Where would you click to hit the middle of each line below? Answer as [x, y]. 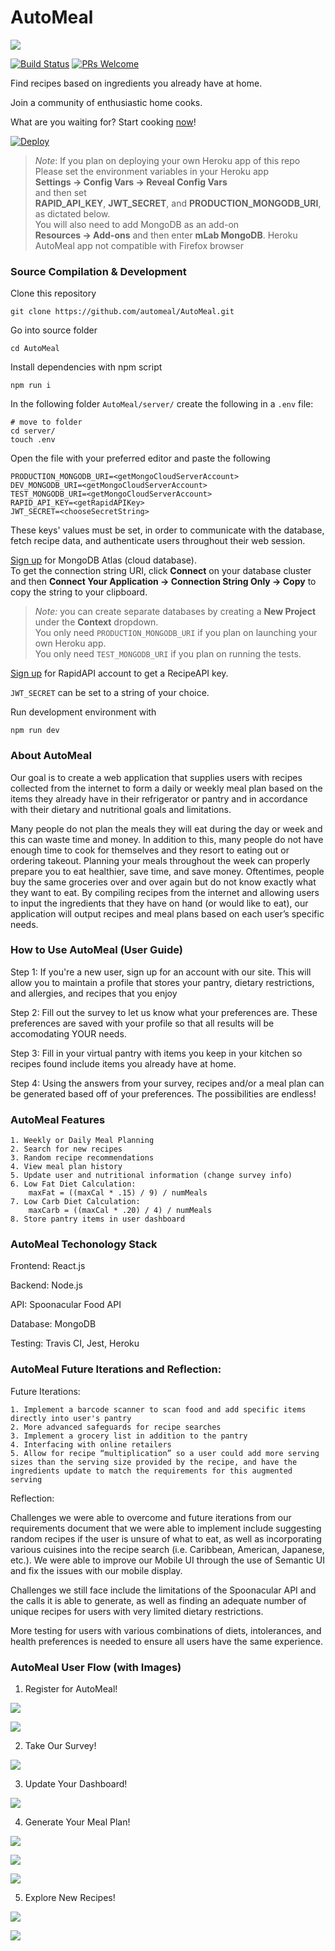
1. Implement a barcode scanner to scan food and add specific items [158, 1409]
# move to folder [46, 422]
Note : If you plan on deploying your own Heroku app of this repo [167, 160]
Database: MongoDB [53, 1324]
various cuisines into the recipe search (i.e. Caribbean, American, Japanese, [167, 1549]
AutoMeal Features [58, 1119]
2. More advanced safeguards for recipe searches [116, 1427]
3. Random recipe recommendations [82, 1158]
